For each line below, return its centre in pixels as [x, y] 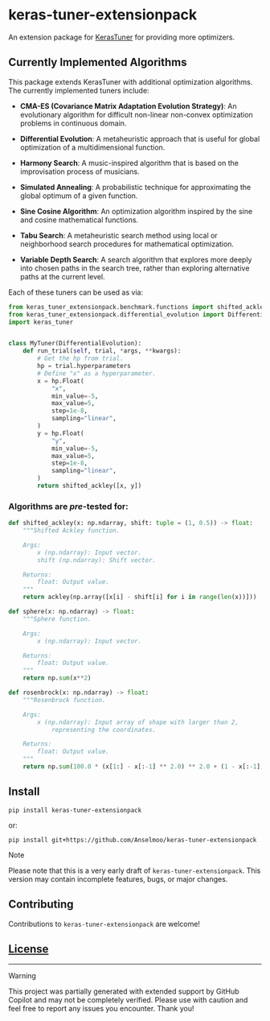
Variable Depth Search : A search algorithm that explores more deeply [136, 259]
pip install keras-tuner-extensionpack [75, 810]
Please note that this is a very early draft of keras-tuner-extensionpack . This [135, 870]
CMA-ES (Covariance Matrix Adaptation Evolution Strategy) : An [128, 105]
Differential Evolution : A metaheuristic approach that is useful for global [140, 138]
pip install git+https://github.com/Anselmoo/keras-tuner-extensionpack [133, 840]
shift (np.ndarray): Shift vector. [97, 560]
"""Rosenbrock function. [64, 700]
